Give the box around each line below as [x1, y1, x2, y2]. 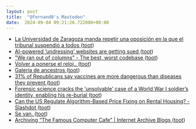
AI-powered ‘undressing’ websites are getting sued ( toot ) [14, 48, 154, 55]
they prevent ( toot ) [14, 79, 61, 86]
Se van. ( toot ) [14, 110, 48, 117]
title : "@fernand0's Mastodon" [6, 14, 85, 20]
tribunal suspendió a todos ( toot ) [14, 42, 94, 49]
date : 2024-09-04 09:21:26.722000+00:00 [6, 19, 109, 25]
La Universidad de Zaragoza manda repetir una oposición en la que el [14, 36, 184, 43]
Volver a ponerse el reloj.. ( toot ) [14, 60, 92, 67]
